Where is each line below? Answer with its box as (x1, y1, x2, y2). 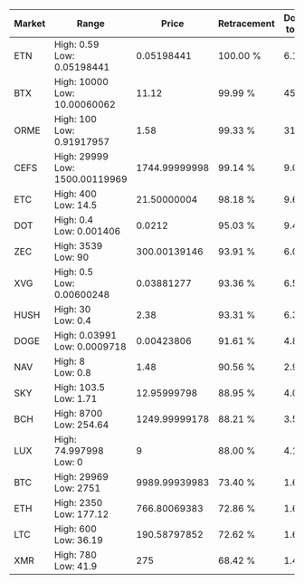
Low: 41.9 (53, 560, 98, 572)
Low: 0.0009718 (53, 340, 127, 352)
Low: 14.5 (53, 199, 98, 211)
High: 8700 (53, 407, 103, 419)
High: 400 (53, 187, 98, 200)
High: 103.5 (53, 381, 106, 393)
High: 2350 (53, 497, 103, 509)
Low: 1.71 (53, 393, 98, 405)
